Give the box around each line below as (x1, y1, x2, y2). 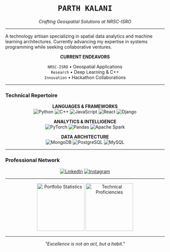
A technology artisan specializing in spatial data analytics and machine (5, 33, 153, 39)
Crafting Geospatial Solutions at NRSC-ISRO (38, 18, 132, 24)
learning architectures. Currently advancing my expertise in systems (5, 38, 148, 44)
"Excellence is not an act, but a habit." (45, 240, 125, 247)
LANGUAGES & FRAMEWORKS (52, 103, 118, 110)
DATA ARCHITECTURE (61, 134, 109, 140)
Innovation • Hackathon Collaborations (44, 74, 126, 80)
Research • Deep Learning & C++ (51, 69, 119, 75)
